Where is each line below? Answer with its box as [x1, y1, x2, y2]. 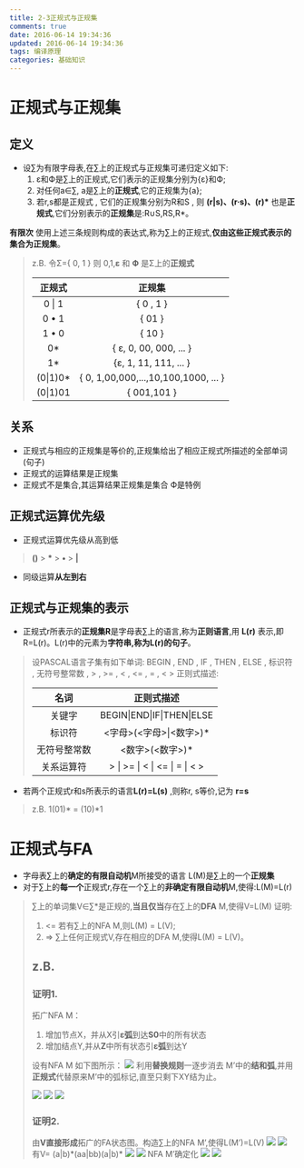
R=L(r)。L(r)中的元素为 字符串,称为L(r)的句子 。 [22, 637, 196, 648]
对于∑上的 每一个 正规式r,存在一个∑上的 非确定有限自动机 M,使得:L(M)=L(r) [22, 882, 293, 893]
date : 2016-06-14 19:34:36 [9, 30, 112, 39]
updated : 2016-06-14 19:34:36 [9, 38, 124, 48]
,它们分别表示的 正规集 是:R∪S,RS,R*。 [52, 208, 194, 218]
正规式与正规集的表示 [9, 601, 129, 616]
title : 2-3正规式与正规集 [9, 13, 98, 23]
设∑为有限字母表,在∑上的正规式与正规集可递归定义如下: [22, 163, 229, 173]
